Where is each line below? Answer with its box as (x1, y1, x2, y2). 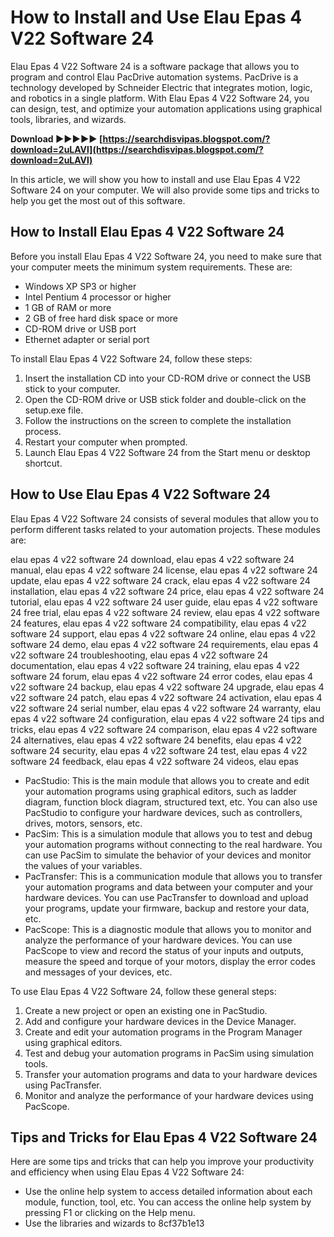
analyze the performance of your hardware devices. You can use (24, 934, 293, 946)
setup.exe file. (24, 404, 84, 416)
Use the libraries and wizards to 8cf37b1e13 (24, 1217, 205, 1230)
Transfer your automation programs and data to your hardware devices (24, 1068, 318, 1080)
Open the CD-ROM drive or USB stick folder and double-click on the (24, 393, 307, 405)
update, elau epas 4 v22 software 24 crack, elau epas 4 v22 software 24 (10, 574, 311, 586)
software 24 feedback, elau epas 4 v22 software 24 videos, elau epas (10, 755, 300, 767)
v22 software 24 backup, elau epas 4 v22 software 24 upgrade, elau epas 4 (10, 681, 325, 693)
